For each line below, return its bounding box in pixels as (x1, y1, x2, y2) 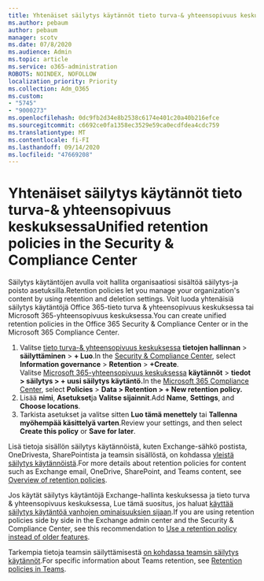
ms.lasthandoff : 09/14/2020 (8, 143, 101, 151)
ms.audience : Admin (8, 48, 72, 56)
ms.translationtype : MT (8, 128, 86, 136)
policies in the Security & (8, 235, 174, 253)
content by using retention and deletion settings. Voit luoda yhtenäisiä (8, 294, 234, 304)
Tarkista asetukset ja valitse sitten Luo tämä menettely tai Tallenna (19, 410, 238, 420)
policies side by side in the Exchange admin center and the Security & (8, 516, 234, 525)
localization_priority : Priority (8, 77, 118, 85)
